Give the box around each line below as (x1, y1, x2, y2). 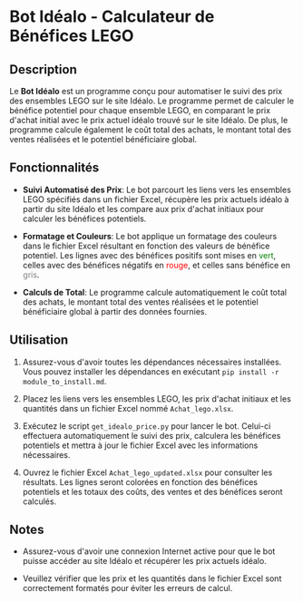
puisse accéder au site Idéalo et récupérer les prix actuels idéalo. (22, 556, 268, 567)
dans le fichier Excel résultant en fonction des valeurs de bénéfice (22, 240, 270, 251)
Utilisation (9, 333, 69, 348)
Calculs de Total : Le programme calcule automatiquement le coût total (22, 286, 288, 297)
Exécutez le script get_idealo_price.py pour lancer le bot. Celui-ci (22, 420, 271, 432)
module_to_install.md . (22, 375, 107, 386)
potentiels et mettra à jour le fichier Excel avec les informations (22, 440, 259, 451)
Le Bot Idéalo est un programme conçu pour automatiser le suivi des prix (9, 86, 283, 96)
